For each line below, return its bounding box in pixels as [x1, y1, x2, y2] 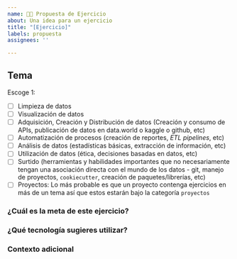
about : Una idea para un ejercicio [7, 17, 113, 24]
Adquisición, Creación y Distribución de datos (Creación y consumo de [17, 118, 226, 126]
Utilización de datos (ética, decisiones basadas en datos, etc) [17, 150, 198, 158]
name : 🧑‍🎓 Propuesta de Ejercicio [7, 10, 106, 18]
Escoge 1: [7, 88, 35, 97]
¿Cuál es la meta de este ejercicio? [7, 206, 129, 216]
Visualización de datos [17, 110, 84, 118]
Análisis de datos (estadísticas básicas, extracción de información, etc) [17, 141, 226, 150]
